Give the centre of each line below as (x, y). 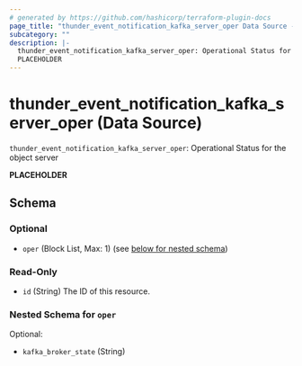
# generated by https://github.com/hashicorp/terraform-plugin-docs (140, 18)
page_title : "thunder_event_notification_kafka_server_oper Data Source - (152, 26)
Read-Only (34, 272)
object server (34, 157)
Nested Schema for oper (63, 314)
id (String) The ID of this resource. (86, 291)
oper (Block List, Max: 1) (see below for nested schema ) (125, 248)
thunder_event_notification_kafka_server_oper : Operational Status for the (148, 147)
